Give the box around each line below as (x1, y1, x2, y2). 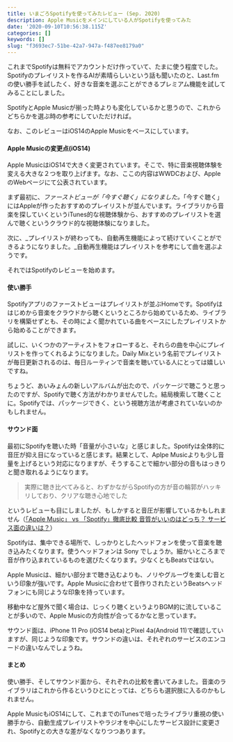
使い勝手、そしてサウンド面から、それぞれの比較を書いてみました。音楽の (7, 677, 220, 686)
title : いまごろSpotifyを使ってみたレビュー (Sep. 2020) (7, 10, 161, 17)
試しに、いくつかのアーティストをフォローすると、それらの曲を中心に (7, 341, 207, 349)
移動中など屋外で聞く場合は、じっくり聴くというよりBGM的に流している (7, 602, 216, 611)
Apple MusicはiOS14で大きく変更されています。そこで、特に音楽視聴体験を (7, 161, 223, 169)
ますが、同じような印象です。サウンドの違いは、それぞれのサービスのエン (7, 634, 220, 643)
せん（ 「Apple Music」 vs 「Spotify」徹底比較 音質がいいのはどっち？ (7, 515, 207, 523)
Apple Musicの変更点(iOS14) (7, 144, 90, 152)
